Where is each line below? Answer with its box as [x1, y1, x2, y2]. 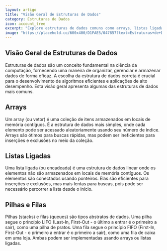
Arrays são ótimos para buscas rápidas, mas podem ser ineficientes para [5, 132, 155, 138]
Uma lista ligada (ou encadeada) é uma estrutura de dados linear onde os [5, 165, 156, 171]
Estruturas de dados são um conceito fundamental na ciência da [5, 62, 137, 68]
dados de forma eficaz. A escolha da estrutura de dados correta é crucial [5, 73, 156, 79]
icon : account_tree [5, 21, 46, 26]
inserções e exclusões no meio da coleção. [5, 137, 93, 143]
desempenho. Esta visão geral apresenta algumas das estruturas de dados [5, 83, 159, 89]
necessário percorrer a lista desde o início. [5, 186, 93, 192]
